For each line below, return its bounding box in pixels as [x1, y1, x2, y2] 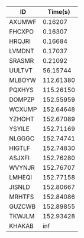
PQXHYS [9, 86, 34, 94]
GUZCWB [9, 203, 36, 210]
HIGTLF [9, 144, 31, 152]
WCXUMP [9, 105, 37, 113]
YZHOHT [9, 115, 34, 123]
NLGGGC [9, 135, 35, 142]
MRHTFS [9, 193, 34, 201]
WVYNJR [9, 164, 35, 172]
